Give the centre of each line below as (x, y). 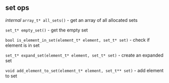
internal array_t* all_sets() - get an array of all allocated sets (72, 20)
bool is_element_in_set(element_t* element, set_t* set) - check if (78, 40)
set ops (17, 8)
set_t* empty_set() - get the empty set (47, 30)
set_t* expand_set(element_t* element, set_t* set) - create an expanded (84, 55)
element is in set (22, 45)
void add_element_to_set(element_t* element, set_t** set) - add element (84, 70)
